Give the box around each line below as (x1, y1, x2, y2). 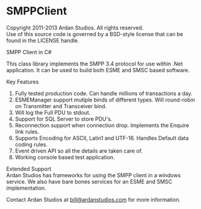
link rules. (14, 128, 39, 135)
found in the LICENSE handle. (6, 37, 79, 44)
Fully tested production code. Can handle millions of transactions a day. (14, 89, 193, 97)
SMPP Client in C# (6, 48, 52, 55)
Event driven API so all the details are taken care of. (14, 147, 143, 154)
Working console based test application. (14, 153, 116, 160)
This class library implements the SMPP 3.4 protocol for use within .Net (6, 60, 184, 67)
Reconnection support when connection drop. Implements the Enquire (14, 121, 190, 129)
